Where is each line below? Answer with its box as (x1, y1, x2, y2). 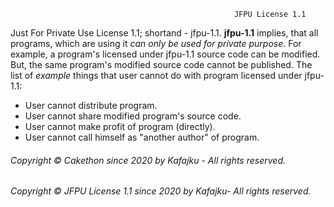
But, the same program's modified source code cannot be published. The (10, 59, 313, 70)
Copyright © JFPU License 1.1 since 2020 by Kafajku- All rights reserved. (10, 185, 312, 197)
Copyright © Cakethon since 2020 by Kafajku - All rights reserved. (10, 154, 286, 166)
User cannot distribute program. (24, 100, 158, 111)
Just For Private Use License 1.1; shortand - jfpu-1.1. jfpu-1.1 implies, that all (10, 27, 319, 39)
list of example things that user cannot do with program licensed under (10, 70, 303, 81)
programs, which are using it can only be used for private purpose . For (10, 38, 302, 49)
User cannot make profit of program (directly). (24, 121, 216, 132)
